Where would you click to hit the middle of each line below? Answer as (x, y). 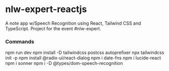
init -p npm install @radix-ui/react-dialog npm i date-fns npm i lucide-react (83, 58)
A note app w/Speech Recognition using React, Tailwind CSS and (73, 23)
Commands (20, 41)
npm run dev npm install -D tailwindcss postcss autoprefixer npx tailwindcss (85, 53)
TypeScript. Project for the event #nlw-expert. (53, 28)
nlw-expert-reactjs (46, 9)
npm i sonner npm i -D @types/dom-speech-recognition (64, 63)
